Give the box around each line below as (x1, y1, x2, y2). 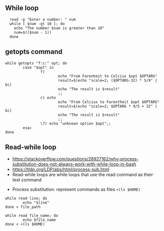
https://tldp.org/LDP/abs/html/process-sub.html (12, 166, 110, 172)
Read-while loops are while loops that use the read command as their (12, 172, 154, 178)
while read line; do (5, 196, 48, 201)
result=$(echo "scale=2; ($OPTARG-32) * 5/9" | (58, 78, 158, 83)
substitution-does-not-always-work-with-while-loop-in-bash (12, 161, 136, 167)
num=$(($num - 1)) (14, 30, 52, 35)
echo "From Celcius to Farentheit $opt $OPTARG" (58, 99, 160, 104)
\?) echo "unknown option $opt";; (40, 121, 111, 126)
